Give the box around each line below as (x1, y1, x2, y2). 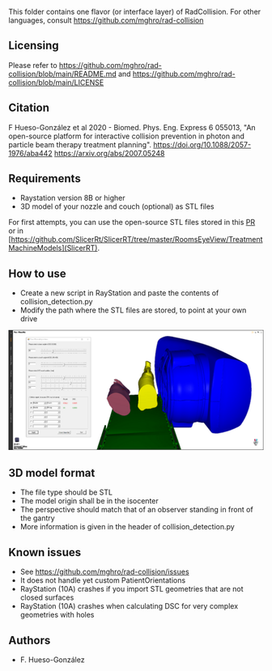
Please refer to (8, 60, 58, 70)
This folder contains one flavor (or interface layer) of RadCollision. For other (8, 7, 261, 16)
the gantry (19, 513, 55, 523)
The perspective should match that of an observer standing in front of (19, 505, 253, 515)
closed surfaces (19, 592, 74, 602)
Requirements (8, 172, 81, 185)
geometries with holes (19, 610, 95, 620)
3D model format (8, 465, 96, 480)
